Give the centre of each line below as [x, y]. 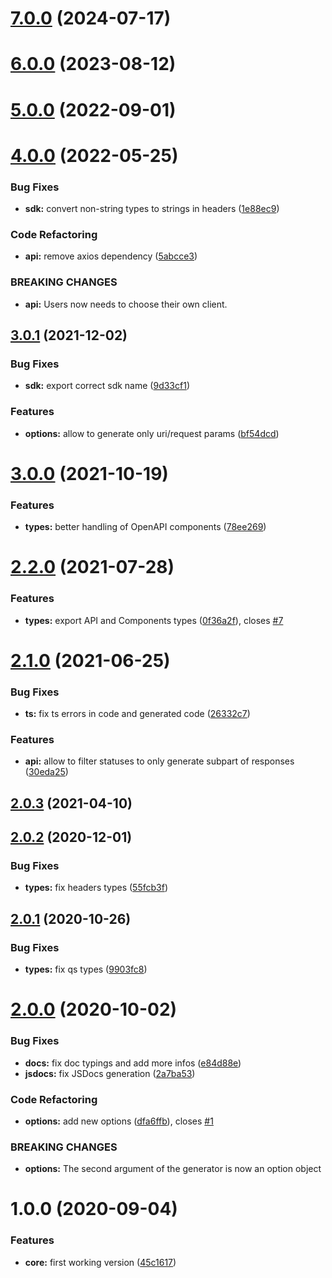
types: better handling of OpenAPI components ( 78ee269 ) [145, 527]
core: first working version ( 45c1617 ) [100, 1262]
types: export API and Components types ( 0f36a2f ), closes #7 [154, 620]
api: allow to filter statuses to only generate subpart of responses [159, 761]
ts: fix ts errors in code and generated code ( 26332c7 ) [137, 714]
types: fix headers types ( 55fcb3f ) [96, 888]
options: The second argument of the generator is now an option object [173, 1169]
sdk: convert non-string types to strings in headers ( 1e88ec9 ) [152, 209]
